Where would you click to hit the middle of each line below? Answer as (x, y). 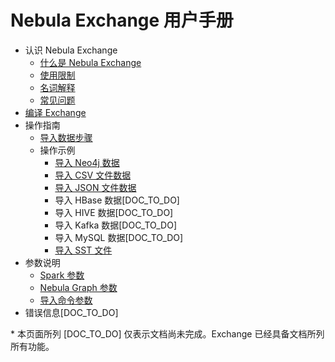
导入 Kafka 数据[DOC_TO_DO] (115, 225)
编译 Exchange (55, 112)
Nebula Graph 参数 (78, 287)
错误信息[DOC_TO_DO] (71, 312)
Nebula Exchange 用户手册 (122, 20)
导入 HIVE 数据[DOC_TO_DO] (114, 212)
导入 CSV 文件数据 (93, 175)
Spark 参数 (62, 275)
